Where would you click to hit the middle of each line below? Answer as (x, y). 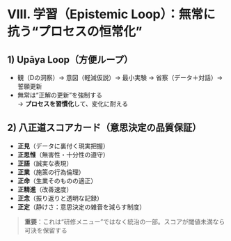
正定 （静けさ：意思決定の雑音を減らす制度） (81, 207)
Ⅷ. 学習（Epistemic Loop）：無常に (111, 14)
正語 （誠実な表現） (45, 163)
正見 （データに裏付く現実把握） (63, 146)
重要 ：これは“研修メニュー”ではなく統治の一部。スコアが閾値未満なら (125, 221)
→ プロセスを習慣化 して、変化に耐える (73, 104)
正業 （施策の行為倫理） (51, 172)
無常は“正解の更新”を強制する (60, 95)
